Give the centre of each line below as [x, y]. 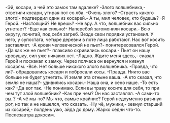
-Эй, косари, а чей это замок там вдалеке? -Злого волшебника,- [75, 7]
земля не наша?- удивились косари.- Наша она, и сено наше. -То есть [82, 83]
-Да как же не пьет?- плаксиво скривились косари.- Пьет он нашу [78, 50]
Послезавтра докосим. [30, 115]
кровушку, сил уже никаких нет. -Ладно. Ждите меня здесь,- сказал [80, 56]
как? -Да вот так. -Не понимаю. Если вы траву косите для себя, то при [82, 88]
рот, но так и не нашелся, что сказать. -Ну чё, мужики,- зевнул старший [84, 104]
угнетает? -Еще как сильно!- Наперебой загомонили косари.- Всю [78, 29]
